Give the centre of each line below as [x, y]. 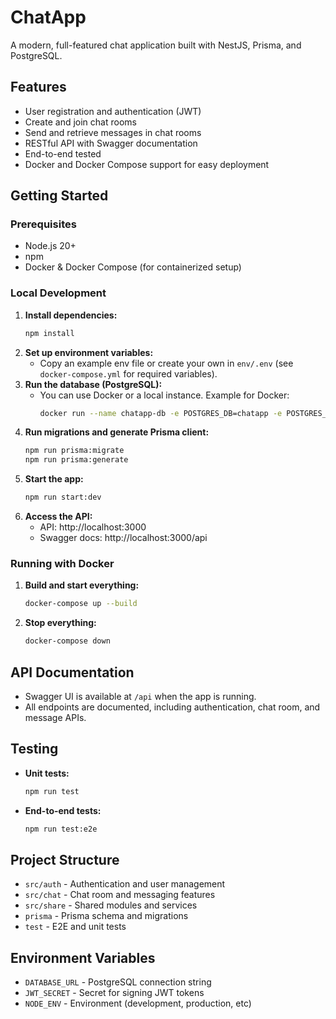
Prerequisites [43, 224]
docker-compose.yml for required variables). [128, 373]
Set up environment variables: [89, 352]
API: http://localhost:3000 [93, 527]
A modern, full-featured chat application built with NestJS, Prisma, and [156, 45]
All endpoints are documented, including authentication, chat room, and [172, 707]
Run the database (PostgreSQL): [93, 384]
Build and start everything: [82, 585]
